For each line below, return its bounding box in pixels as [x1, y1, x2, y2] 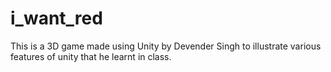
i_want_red [10, 7, 103, 30]
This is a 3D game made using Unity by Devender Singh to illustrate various [10, 40, 322, 52]
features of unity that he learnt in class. [10, 50, 172, 62]
